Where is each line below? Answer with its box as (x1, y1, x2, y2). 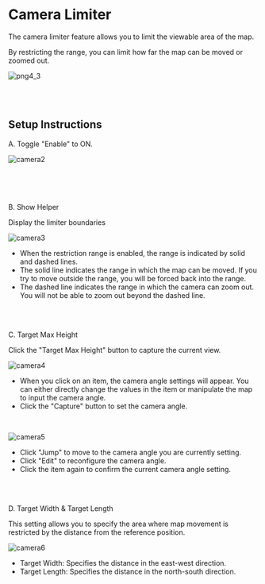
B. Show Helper (8, 202, 60, 211)
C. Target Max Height (8, 330, 78, 339)
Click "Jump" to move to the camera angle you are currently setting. (19, 447, 242, 457)
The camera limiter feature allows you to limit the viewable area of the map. (8, 32, 255, 41)
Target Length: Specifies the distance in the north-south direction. (19, 567, 236, 576)
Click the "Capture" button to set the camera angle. (19, 401, 188, 411)
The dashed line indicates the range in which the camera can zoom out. (19, 282, 255, 292)
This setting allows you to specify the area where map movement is (8, 519, 229, 528)
